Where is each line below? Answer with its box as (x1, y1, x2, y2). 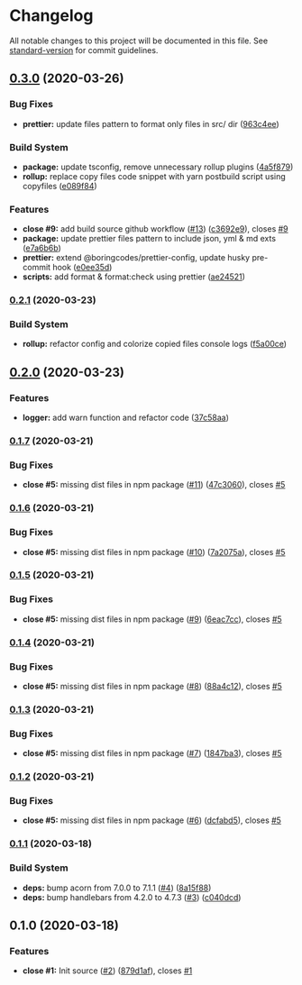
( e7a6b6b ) (22, 242, 61, 253)
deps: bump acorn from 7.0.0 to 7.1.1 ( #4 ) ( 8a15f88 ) (22, 882, 212, 893)
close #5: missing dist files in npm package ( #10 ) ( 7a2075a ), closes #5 (22, 546, 286, 557)
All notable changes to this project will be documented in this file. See (9, 35, 269, 46)
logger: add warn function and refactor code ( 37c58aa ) (22, 412, 230, 424)
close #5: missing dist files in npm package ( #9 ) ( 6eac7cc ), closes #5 (22, 614, 282, 625)
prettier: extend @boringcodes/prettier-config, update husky (22, 252, 251, 263)
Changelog (9, 5, 94, 26)
